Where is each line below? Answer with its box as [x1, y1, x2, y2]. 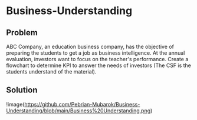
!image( [6, 101, 25, 108]
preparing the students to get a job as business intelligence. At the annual [6, 49, 185, 56]
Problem [6, 28, 38, 38]
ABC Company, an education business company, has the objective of [6, 43, 174, 50]
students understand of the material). [6, 68, 97, 75]
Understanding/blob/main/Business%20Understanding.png [6, 107, 151, 114]
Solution [6, 85, 38, 95]
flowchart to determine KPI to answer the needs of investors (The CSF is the [6, 62, 192, 69]
